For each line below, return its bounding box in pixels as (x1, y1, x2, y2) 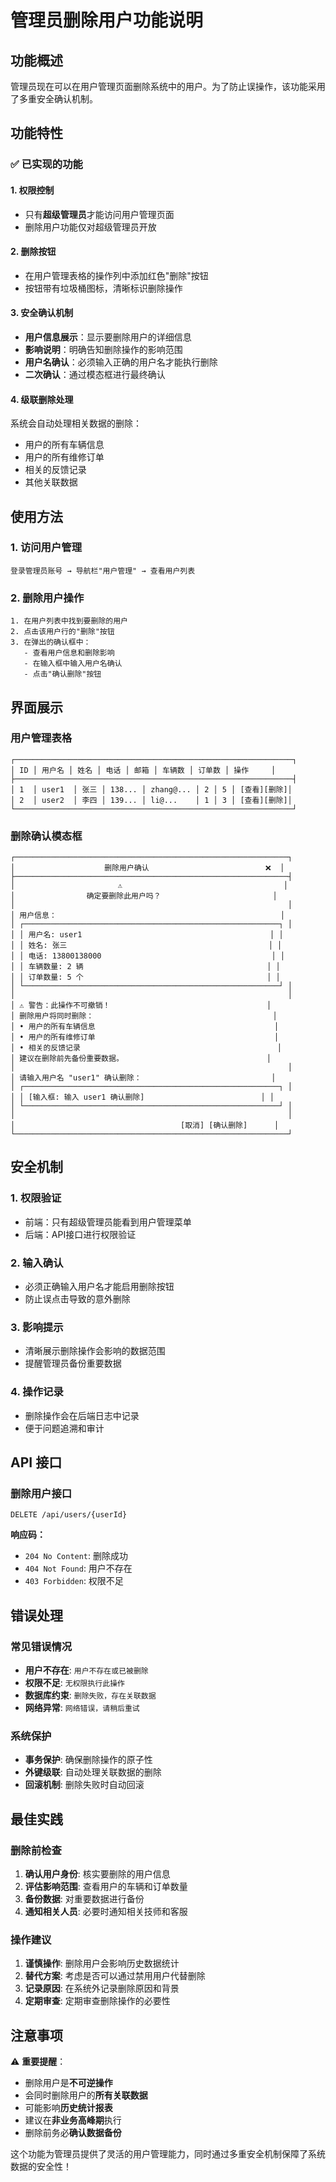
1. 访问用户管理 (10, 541, 83, 555)
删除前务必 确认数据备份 (24, 2127, 122, 2139)
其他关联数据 (24, 476, 78, 488)
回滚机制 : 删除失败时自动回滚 (24, 1779, 145, 1791)
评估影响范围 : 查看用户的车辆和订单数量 (24, 1881, 188, 1893)
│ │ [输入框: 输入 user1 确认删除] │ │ (10, 1092, 275, 1103)
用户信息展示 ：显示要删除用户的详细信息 (24, 331, 192, 343)
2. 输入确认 (10, 1256, 64, 1270)
